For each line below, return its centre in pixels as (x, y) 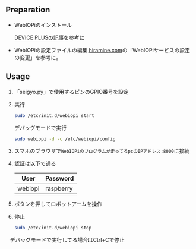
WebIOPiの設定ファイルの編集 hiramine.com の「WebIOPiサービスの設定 (102, 50)
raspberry (59, 188)
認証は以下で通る (35, 163)
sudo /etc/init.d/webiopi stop (53, 228)
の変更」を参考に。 (38, 57)
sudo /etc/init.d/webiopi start (54, 115)
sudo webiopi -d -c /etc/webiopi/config (65, 139)
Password (59, 179)
